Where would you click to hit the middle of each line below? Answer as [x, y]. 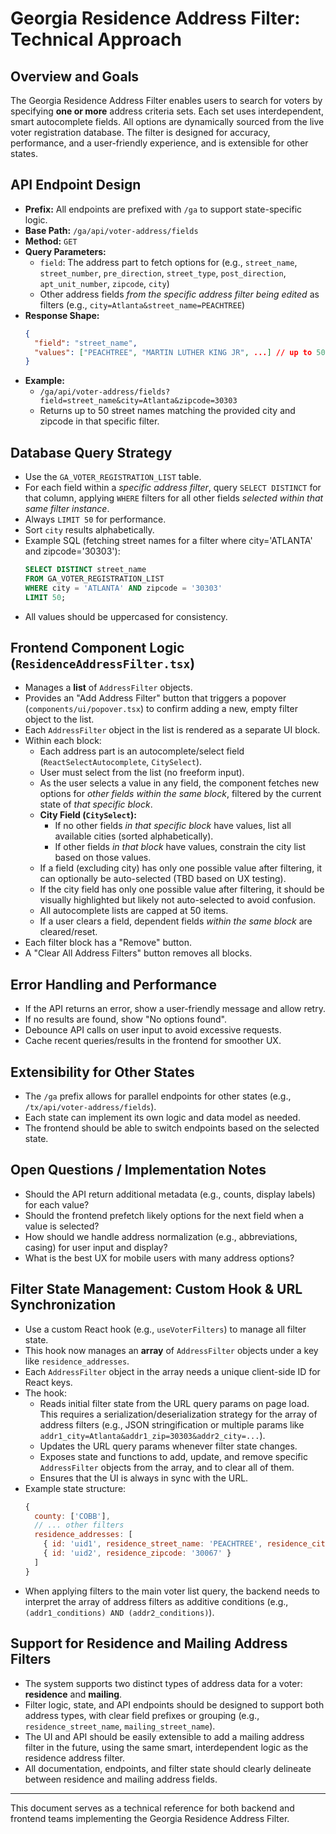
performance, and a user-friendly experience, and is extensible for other [159, 143]
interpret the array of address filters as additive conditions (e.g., [156, 1601]
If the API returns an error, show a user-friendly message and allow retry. [175, 1009]
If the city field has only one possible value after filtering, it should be [182, 889]
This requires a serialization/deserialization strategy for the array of [178, 1414]
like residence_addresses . [77, 1361]
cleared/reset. [68, 932]
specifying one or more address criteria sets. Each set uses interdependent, [167, 111]
